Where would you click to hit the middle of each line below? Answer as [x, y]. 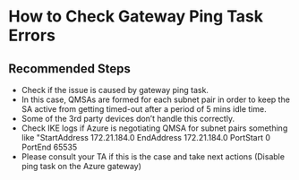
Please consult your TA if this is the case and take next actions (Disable [153, 157]
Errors [32, 35]
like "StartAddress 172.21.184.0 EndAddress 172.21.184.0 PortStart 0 [145, 137]
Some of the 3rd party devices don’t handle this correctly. [128, 119]
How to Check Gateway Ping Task [136, 17]
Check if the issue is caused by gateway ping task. [115, 90]
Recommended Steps [69, 69]
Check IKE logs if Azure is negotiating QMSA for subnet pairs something [154, 128]
